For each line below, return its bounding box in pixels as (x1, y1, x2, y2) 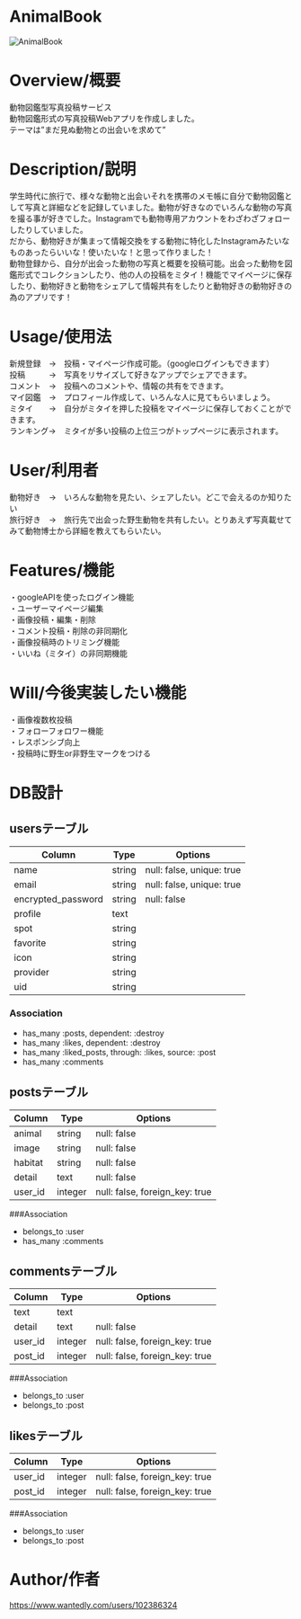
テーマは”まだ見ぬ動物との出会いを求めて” (9, 124, 166, 135)
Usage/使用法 (9, 326, 112, 347)
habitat (13, 1156, 43, 1169)
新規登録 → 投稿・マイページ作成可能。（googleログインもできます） (9, 358, 275, 369)
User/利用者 (9, 460, 99, 480)
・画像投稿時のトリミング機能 (9, 636, 120, 647)
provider (13, 965, 49, 978)
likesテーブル (9, 1428, 84, 1444)
